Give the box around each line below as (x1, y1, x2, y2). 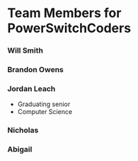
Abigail (7, 145, 33, 155)
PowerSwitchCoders (7, 20, 132, 36)
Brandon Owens (7, 65, 64, 75)
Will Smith (7, 46, 44, 56)
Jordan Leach (7, 83, 56, 93)
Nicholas (7, 125, 39, 135)
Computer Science (17, 108, 73, 116)
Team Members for (7, 5, 122, 21)
